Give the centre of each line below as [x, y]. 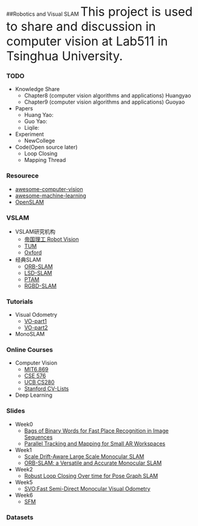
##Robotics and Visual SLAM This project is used [100, 12]
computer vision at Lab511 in [87, 41]
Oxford [33, 252]
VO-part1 [36, 321]
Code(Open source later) [46, 147]
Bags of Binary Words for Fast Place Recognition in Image [96, 430]
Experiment [29, 134]
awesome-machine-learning [50, 195]
